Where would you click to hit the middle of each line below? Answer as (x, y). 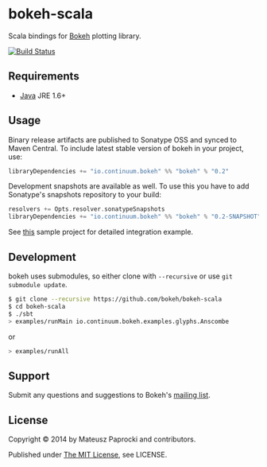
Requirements (44, 76)
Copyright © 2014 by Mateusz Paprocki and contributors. (102, 439)
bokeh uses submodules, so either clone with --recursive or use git (120, 276)
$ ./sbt (21, 314)
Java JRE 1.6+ (43, 95)
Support (29, 376)
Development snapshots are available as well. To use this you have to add (129, 186)
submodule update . (38, 284)
